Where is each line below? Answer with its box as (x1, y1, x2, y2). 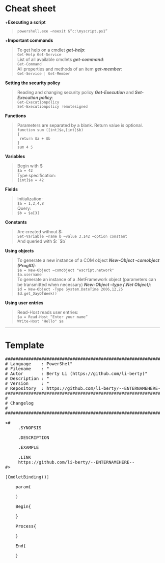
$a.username (17, 272, 42, 277)
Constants (5, 219, 27, 225)
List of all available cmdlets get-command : (17, 56, 105, 62)
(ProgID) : (17, 262, 36, 268)
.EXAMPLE (18, 444, 39, 450)
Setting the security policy (5, 80, 60, 86)
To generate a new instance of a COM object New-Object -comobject (17, 257, 160, 263)
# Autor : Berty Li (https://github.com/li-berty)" (5, 371, 148, 376)
